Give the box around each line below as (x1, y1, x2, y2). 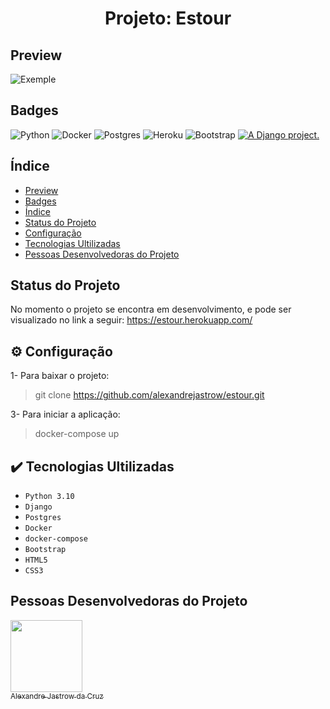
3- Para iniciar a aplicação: (10, 408, 121, 421)
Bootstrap (24, 545, 67, 555)
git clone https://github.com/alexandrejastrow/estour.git (34, 389, 265, 401)
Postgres (24, 513, 62, 523)
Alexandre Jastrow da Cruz (10, 691, 104, 701)
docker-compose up (34, 428, 120, 440)
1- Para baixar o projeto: (10, 370, 110, 382)
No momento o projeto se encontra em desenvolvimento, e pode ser (10, 303, 292, 316)
